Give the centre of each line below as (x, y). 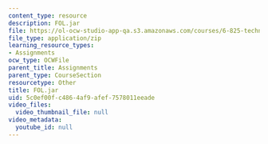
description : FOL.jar (44, 23)
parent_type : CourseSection (55, 75)
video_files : (30, 105)
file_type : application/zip (55, 38)
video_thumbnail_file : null (62, 113)
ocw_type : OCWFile (39, 61)
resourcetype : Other (43, 82)
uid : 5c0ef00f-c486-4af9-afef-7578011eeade (82, 98)
